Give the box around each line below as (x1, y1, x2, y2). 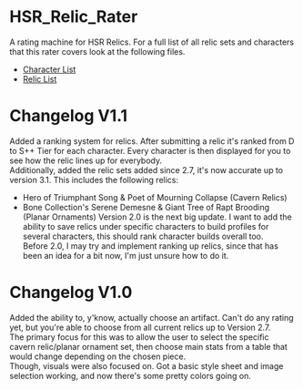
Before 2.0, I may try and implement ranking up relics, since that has (22, 240, 279, 251)
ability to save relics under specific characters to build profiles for (22, 221, 269, 231)
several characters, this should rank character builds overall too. (22, 231, 264, 241)
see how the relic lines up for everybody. (9, 155, 163, 166)
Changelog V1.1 (9, 106, 128, 127)
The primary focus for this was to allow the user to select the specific (9, 331, 269, 343)
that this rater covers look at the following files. (9, 46, 186, 56)
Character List (22, 64, 76, 75)
